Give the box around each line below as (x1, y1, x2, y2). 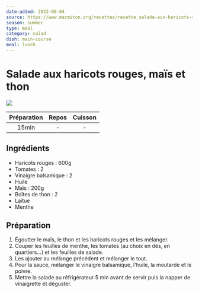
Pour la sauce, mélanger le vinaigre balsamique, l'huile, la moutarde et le (14, 262, 192, 269)
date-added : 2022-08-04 (6, 8, 65, 15)
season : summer (6, 20, 44, 26)
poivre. (14, 267, 33, 275)
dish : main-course (6, 36, 52, 42)
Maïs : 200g (14, 184, 44, 192)
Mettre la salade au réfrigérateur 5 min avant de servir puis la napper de (14, 274, 191, 281)
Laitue (14, 197, 30, 204)
